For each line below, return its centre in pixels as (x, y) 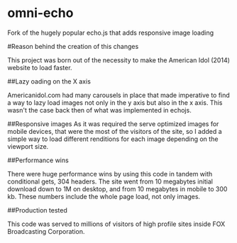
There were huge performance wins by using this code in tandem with (110, 174)
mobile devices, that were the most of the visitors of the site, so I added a (115, 131)
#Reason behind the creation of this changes (73, 46)
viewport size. (28, 146)
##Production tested (37, 210)
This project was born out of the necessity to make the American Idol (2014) (119, 60)
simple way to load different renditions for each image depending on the (113, 139)
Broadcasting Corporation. (46, 231)
